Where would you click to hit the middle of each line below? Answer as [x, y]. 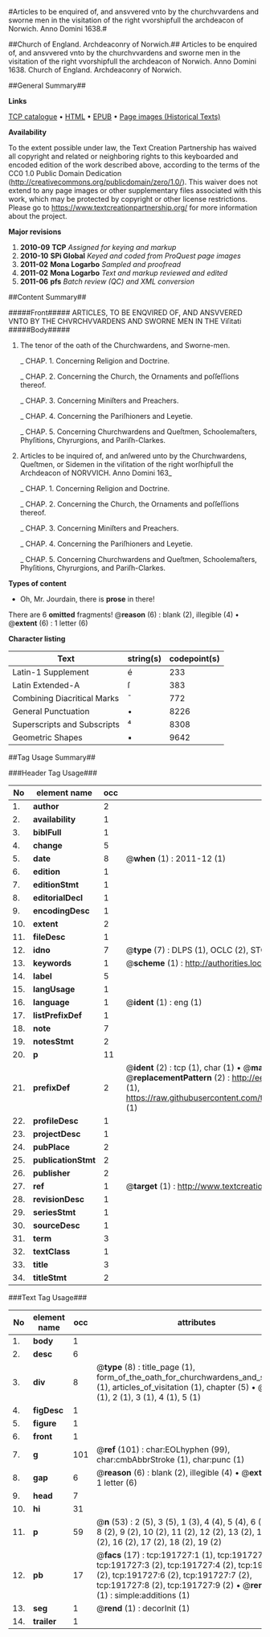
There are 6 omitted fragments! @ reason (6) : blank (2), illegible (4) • [124, 615]
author [46, 806]
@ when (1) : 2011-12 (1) [176, 858]
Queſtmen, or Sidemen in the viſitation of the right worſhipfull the [127, 464]
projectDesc [57, 1134]
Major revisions [35, 232]
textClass [52, 1251]
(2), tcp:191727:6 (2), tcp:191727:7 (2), [174, 1575]
